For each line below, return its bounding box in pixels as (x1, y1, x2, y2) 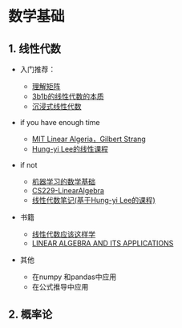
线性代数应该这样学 (31, 229, 96, 239)
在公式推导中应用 (31, 282, 89, 291)
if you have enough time (19, 118, 100, 127)
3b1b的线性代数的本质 (31, 91, 104, 101)
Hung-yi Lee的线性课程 (31, 144, 109, 153)
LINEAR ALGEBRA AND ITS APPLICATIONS (31, 238, 174, 248)
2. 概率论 (8, 308, 53, 322)
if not (19, 160, 38, 169)
